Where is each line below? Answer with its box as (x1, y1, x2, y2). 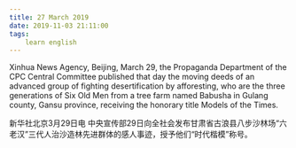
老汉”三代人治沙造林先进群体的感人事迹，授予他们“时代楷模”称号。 (9, 129, 253, 140)
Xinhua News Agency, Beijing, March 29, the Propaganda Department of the (9, 62, 287, 73)
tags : (9, 29, 29, 38)
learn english (25, 37, 77, 47)
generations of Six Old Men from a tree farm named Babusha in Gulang (9, 90, 269, 101)
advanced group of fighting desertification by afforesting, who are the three (9, 81, 285, 91)
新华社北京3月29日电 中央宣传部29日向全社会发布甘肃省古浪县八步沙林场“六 (9, 118, 288, 129)
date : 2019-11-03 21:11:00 (9, 21, 109, 30)
